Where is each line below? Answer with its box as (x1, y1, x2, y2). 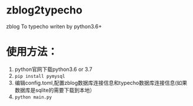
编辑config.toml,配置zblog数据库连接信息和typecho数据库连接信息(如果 (14, 79, 188, 86)
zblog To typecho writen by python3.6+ (6, 23, 102, 30)
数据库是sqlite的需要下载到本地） (14, 86, 95, 94)
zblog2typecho (6, 4, 82, 17)
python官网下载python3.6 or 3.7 (14, 66, 92, 73)
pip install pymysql (14, 73, 65, 79)
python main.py (14, 94, 52, 100)
